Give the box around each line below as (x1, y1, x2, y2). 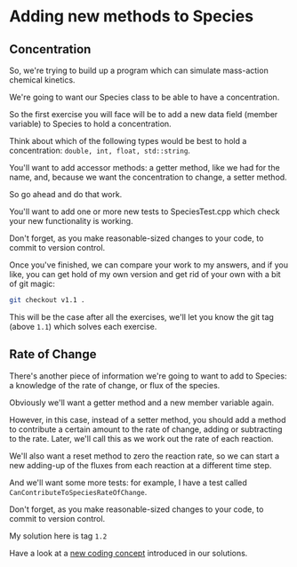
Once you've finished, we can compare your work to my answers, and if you (9, 260, 289, 270)
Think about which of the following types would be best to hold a (9, 136, 247, 146)
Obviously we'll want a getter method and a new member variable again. (9, 397, 274, 408)
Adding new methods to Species (9, 6, 254, 27)
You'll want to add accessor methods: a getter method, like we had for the (9, 163, 280, 172)
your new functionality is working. (9, 216, 133, 226)
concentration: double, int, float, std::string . (9, 145, 191, 156)
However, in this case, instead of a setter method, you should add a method (9, 414, 286, 425)
